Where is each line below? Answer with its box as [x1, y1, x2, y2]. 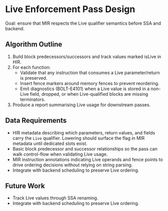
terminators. [20, 96, 46, 102]
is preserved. [20, 75, 48, 81]
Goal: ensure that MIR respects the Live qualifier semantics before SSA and [5, 20, 161, 26]
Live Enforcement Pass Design [5, 4, 135, 15]
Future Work [5, 181, 45, 190]
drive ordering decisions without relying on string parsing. [12, 162, 133, 168]
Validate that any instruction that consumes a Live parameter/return [20, 69, 160, 76]
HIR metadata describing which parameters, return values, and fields [12, 129, 155, 135]
